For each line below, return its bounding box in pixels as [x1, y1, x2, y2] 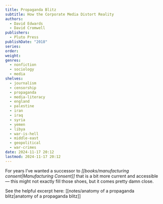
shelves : [5, 76, 23, 81]
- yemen [9, 122, 26, 127]
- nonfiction [9, 62, 37, 67]
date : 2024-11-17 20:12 [5, 150, 54, 155]
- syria [9, 117, 26, 122]
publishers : [5, 30, 30, 35]
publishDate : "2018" [5, 40, 48, 44]
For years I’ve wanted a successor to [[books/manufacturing [5, 167, 129, 173]
